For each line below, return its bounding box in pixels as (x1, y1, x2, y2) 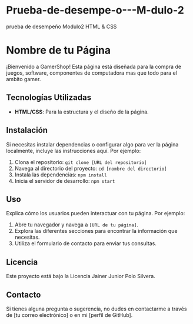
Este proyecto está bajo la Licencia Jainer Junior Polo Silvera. (6, 273, 156, 280)
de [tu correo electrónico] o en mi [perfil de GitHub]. (6, 311, 133, 318)
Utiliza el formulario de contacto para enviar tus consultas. (14, 240, 157, 247)
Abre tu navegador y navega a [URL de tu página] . (14, 221, 138, 228)
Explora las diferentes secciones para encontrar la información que (14, 228, 178, 235)
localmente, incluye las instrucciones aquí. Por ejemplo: (6, 147, 141, 154)
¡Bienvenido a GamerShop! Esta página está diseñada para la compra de (6, 63, 181, 70)
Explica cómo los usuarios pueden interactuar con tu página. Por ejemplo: (6, 210, 185, 217)
